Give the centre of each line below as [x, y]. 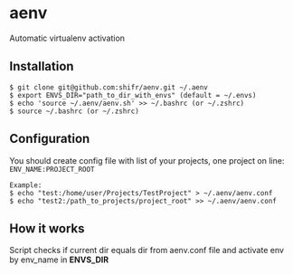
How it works [47, 228]
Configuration [50, 139]
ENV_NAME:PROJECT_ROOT [52, 169]
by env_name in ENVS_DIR [59, 260]
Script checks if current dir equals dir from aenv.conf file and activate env [147, 250]
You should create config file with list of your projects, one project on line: [147, 160]
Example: [26, 185]
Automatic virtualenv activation [67, 38]
